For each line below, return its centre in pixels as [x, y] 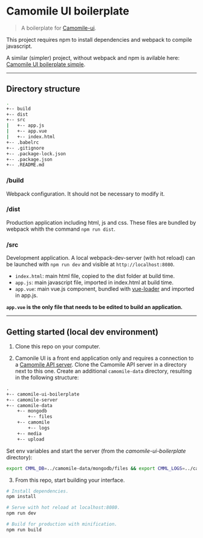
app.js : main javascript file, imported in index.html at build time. [94, 282]
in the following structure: [47, 377]
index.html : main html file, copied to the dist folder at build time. [95, 276]
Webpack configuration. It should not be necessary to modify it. [85, 194]
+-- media [30, 433]
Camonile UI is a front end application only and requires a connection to [104, 358]
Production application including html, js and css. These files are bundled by [101, 222]
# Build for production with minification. [62, 524]
